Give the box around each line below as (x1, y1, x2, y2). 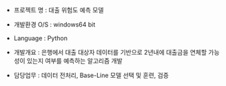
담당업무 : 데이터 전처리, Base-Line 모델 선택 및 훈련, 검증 (13, 71, 169, 79)
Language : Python (13, 34, 68, 42)
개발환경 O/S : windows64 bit (13, 20, 96, 29)
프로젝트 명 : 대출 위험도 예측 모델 (13, 6, 104, 14)
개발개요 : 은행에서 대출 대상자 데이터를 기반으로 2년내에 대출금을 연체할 (13, 48, 207, 56)
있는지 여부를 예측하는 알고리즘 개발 (26, 57, 123, 65)
